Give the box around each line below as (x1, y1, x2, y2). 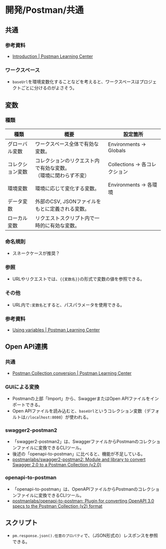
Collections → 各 (108, 161, 147, 168)
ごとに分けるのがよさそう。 (21, 85, 78, 91)
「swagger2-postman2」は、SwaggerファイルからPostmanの (12, 439, 139, 445)
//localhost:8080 (25, 415, 61, 420)
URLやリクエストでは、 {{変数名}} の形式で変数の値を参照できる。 (12, 276, 145, 282)
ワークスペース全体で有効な (35, 140, 99, 147)
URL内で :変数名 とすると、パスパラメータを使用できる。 (12, 302, 125, 308)
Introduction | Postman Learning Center (12, 53, 93, 59)
